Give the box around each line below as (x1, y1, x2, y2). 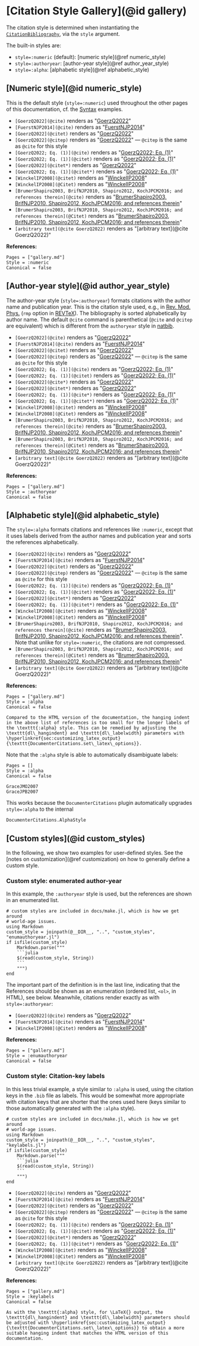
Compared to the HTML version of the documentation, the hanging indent (6, 715, 190, 721)
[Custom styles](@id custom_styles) (6, 833, 146, 844)
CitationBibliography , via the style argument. (6, 30, 120, 37)
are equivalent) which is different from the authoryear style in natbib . (6, 322, 174, 329)
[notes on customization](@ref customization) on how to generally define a (6, 856, 190, 863)
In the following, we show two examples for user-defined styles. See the (6, 849, 183, 857)
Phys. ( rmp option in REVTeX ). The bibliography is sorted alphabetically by (6, 309, 187, 317)
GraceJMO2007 (6, 783, 39, 790)
